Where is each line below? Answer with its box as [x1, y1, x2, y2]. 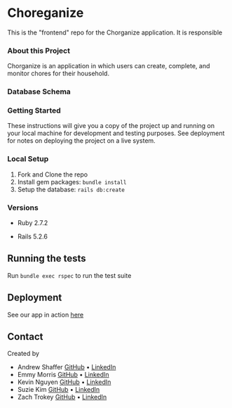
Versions [7, 203, 39, 212]
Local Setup [7, 154, 49, 164]
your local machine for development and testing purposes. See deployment [7, 129, 225, 138]
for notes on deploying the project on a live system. [7, 136, 156, 145]
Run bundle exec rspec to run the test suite [7, 271, 132, 279]
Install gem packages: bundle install [17, 177, 127, 186]
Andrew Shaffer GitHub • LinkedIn [17, 363, 116, 371]
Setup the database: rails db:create [17, 185, 125, 193]
